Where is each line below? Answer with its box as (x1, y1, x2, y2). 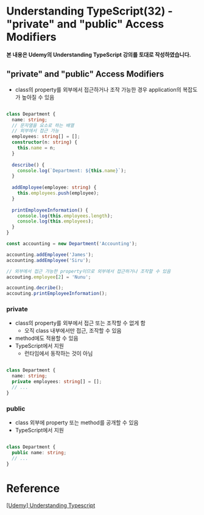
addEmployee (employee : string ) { (12, 184, 97, 191)
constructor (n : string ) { (12, 139, 78, 145)
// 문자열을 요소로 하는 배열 (12, 122, 74, 128)
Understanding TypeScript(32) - (6, 4, 173, 18)
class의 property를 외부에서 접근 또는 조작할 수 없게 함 (15, 319, 146, 327)
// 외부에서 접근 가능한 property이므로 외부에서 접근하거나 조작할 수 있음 (6, 268, 171, 274)
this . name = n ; (17, 145, 56, 151)
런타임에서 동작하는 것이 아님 (24, 350, 93, 357)
